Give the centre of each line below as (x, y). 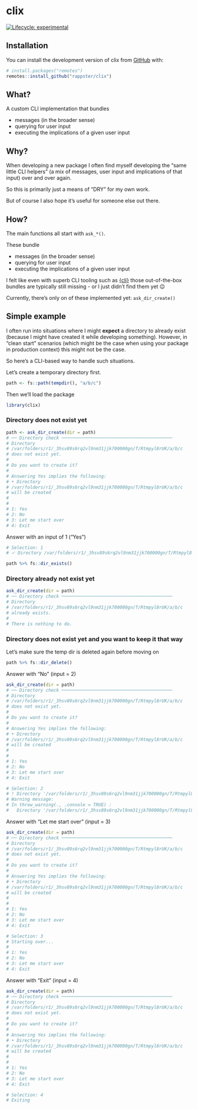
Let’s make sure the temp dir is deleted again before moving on (82, 652)
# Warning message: (30, 800)
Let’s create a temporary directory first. (54, 372)
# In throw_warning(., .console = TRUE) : (59, 805)
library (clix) (24, 405)
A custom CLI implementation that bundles (58, 109)
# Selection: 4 (25, 1095)
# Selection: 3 (25, 936)
